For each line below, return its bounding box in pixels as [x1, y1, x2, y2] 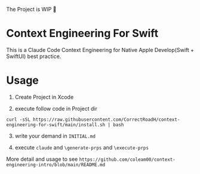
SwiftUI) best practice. [6, 53, 61, 60]
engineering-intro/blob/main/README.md [6, 161, 106, 167]
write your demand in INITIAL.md [14, 132, 96, 139]
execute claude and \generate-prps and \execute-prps [14, 144, 149, 151]
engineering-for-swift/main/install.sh [6, 121, 106, 128]
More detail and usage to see [6, 155, 78, 163]
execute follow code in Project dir [14, 105, 97, 112]
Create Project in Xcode [14, 93, 74, 100]
